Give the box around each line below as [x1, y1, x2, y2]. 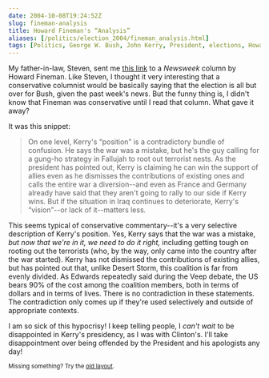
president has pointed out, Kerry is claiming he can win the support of [27, 163, 259, 172]
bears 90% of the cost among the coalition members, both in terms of [8, 280, 239, 290]
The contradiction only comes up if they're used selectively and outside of [8, 297, 254, 307]
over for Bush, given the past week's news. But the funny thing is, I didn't [8, 89, 250, 99]
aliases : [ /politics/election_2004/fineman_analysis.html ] [8, 34, 210, 42]
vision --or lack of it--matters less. [30, 205, 147, 215]
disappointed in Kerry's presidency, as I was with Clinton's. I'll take [8, 330, 228, 340]
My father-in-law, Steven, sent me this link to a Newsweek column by [8, 63, 236, 73]
